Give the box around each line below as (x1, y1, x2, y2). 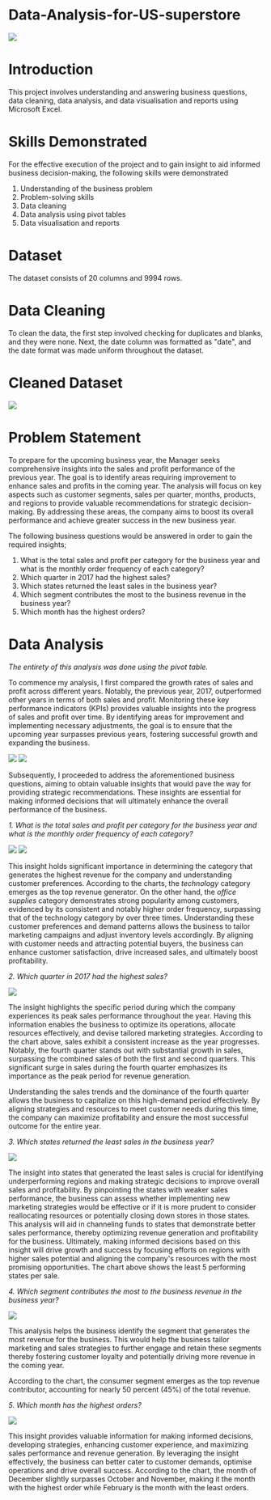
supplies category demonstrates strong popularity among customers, (8, 896, 240, 905)
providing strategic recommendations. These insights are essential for (8, 787, 242, 797)
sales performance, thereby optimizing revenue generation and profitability (8, 1227, 259, 1237)
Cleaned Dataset (8, 374, 123, 392)
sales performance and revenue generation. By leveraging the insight (8, 1448, 239, 1458)
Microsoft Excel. (8, 104, 62, 114)
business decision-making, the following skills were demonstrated (8, 167, 229, 177)
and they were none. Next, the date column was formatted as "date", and (8, 337, 252, 346)
